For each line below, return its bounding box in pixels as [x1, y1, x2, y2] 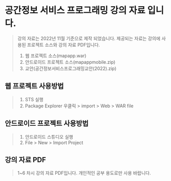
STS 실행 [25, 96, 44, 102]
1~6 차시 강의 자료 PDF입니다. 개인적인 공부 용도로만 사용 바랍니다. [17, 170, 152, 176]
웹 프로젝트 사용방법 [5, 82, 64, 90]
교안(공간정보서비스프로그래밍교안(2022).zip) [25, 65, 117, 72]
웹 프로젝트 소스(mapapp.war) [25, 52, 87, 59]
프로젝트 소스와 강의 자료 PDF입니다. [27, 41, 100, 48]
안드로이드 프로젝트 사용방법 [5, 119, 89, 128]
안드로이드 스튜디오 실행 [25, 133, 74, 140]
